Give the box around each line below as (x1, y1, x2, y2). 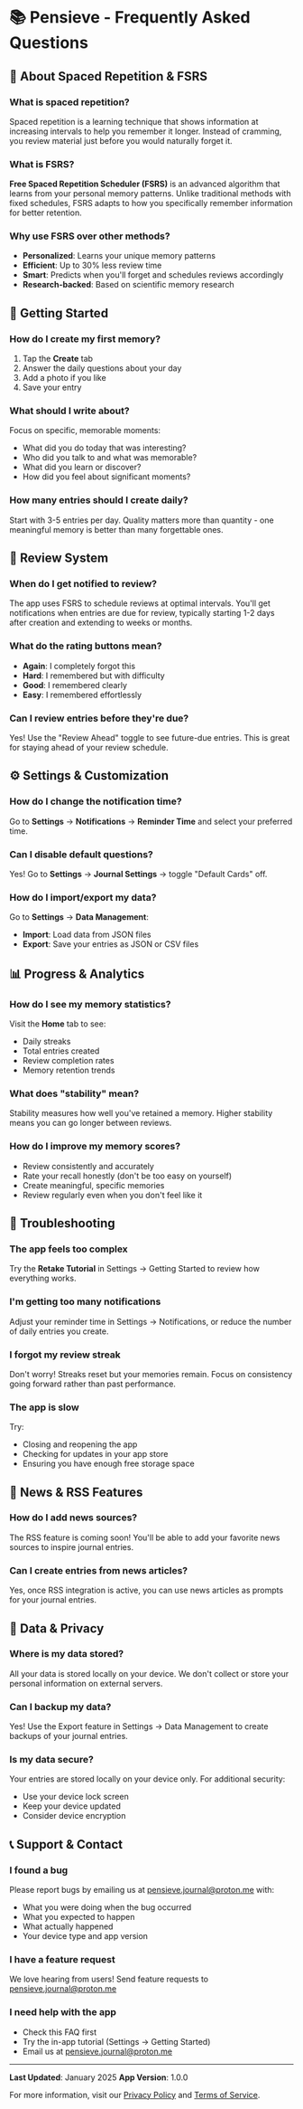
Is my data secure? (9, 1754, 95, 1766)
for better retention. (9, 207, 83, 218)
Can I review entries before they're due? (9, 712, 189, 724)
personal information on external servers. (9, 1678, 163, 1688)
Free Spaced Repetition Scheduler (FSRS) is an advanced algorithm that (9, 178, 280, 190)
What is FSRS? (9, 157, 75, 170)
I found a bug (9, 1864, 69, 1877)
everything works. (9, 1272, 77, 1284)
